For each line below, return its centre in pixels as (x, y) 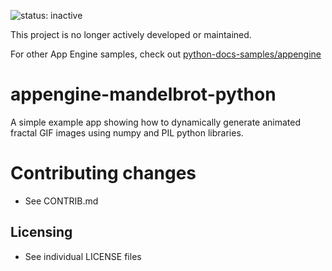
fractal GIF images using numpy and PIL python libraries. (127, 132)
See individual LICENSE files (83, 256)
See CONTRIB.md (61, 201)
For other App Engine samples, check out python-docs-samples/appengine (166, 54)
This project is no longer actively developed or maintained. (131, 34)
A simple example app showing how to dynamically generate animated (155, 122)
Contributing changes (103, 173)
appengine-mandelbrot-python (143, 94)
